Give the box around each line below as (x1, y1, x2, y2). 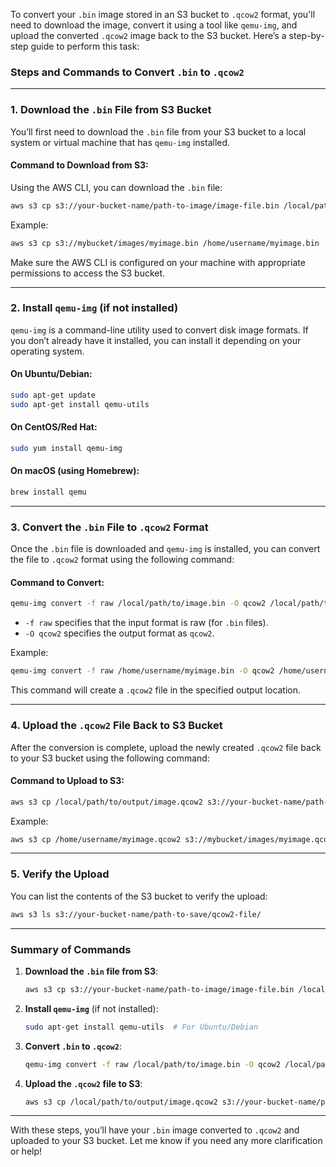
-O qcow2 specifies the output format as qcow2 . (24, 627, 215, 639)
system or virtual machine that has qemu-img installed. (10, 136, 231, 148)
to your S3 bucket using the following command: (10, 752, 210, 764)
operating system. (10, 345, 85, 357)
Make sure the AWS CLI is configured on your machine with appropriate (10, 256, 306, 268)
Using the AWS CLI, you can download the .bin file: (10, 181, 223, 193)
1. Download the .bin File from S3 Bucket (10, 103, 212, 117)
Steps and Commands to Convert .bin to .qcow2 (10, 65, 245, 79)
